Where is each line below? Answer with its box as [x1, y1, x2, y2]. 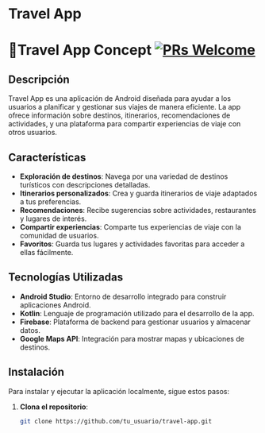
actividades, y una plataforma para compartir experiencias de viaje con [8, 119, 241, 129]
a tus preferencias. [19, 197, 82, 207]
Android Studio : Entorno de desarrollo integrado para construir [19, 292, 227, 301]
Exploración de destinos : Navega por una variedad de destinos [19, 172, 229, 181]
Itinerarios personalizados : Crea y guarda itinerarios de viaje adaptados [19, 188, 258, 198]
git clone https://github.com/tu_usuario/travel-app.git [19, 417, 213, 425]
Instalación [8, 365, 65, 379]
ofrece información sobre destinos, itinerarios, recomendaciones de [8, 110, 231, 120]
